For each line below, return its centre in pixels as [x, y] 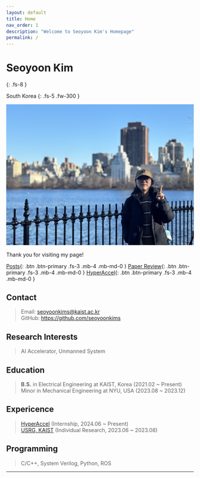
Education [26, 370]
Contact [21, 297]
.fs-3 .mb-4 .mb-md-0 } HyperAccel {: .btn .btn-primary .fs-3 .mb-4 [109, 272]
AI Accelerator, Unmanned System [63, 351]
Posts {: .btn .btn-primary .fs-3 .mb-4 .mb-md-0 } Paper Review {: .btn [91, 266]
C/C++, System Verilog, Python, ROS [66, 463]
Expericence [30, 409]
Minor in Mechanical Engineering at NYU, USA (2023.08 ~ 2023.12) [103, 391]
